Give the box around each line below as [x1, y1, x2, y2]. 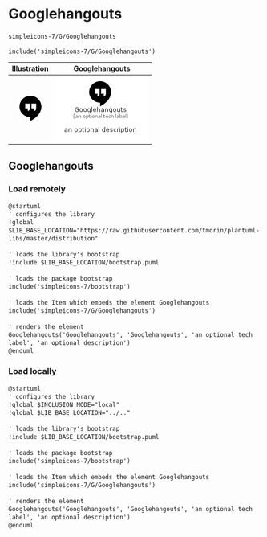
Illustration [11, 64, 50, 73]
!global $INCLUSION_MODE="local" [8, 401, 120, 409]
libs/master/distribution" [8, 234, 99, 242]
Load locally [8, 365, 57, 376]
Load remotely [8, 182, 67, 194]
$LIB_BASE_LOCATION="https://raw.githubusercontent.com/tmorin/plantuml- [8, 226, 261, 234]
